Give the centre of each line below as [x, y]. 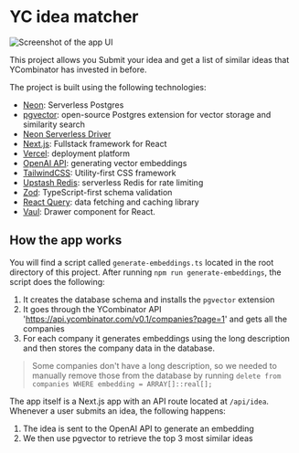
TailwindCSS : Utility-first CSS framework [99, 173]
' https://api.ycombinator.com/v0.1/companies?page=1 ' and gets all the [155, 319]
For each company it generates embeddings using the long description [156, 338]
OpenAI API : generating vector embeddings [105, 163]
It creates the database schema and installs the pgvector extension [149, 300]
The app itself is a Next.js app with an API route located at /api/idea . [139, 401]
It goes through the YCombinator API [92, 309]
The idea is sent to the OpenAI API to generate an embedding [138, 428]
